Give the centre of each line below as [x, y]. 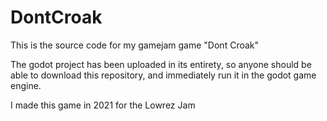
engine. [26, 85]
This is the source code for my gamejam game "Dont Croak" [135, 45]
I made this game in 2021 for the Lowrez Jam [103, 105]
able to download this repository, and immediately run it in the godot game [163, 75]
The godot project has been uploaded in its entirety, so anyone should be [161, 64]
